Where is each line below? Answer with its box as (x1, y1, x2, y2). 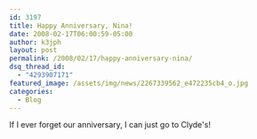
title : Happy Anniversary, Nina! (9, 21, 133, 30)
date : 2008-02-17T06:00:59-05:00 (9, 29, 133, 38)
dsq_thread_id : (9, 63, 66, 72)
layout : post (9, 46, 58, 55)
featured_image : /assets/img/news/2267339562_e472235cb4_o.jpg (9, 79, 249, 88)
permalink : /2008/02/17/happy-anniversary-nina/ (9, 54, 193, 63)
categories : (9, 87, 53, 96)
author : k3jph (9, 37, 62, 47)
